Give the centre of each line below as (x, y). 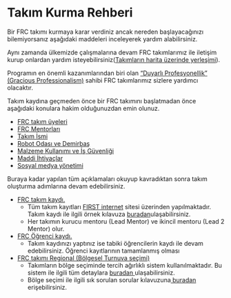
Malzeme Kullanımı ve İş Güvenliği (66, 151)
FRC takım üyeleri (42, 121)
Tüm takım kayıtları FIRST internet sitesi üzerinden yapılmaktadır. (119, 206)
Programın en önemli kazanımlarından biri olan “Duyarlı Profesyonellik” (108, 73)
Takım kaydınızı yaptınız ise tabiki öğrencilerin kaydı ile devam (115, 243)
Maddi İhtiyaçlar (40, 158)
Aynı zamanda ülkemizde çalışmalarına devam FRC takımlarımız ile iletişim (112, 52)
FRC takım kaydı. (41, 199)
